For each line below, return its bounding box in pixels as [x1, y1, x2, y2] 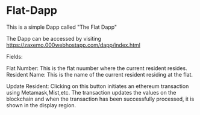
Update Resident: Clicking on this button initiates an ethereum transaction [6, 82, 189, 90]
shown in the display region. [6, 101, 77, 108]
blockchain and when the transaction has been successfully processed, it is [6, 95, 195, 102]
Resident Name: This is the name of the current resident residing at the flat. [6, 71, 193, 78]
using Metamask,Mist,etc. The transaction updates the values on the [6, 89, 177, 96]
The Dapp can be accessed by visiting [6, 35, 101, 42]
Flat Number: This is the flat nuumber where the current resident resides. [6, 64, 188, 72]
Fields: [6, 53, 23, 60]
